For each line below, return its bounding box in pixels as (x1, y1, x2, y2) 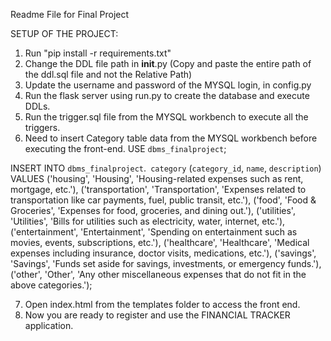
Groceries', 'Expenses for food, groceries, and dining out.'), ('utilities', (10, 205, 296, 216)
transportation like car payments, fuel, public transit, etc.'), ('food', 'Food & (10, 194, 317, 206)
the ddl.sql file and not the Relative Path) (24, 69, 193, 80)
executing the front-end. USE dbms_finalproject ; (24, 143, 227, 154)
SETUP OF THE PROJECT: (10, 28, 119, 39)
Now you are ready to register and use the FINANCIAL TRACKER (24, 309, 291, 321)
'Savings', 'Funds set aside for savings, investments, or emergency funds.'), (10, 258, 322, 269)
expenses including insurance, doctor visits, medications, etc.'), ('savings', (10, 247, 317, 259)
